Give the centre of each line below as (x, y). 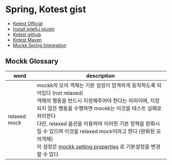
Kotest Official (28, 23)
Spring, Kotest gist (46, 9)
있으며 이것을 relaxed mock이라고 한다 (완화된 (102, 131)
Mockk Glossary (32, 62)
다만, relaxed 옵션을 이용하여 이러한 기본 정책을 (91, 124)
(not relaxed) (68, 93)
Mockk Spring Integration (39, 45)
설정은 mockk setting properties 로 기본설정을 (96, 147)
